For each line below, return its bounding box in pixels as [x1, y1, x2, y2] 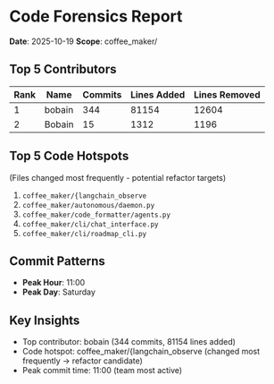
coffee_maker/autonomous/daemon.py [21, 201, 155, 209]
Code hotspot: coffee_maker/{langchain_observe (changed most [21, 346, 261, 357]
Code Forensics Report [9, 6, 183, 27]
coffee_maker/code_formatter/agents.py [21, 210, 171, 219]
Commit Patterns [9, 253, 105, 269]
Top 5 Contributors [9, 62, 118, 77]
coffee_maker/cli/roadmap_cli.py [21, 229, 147, 238]
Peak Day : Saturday [21, 286, 96, 297]
